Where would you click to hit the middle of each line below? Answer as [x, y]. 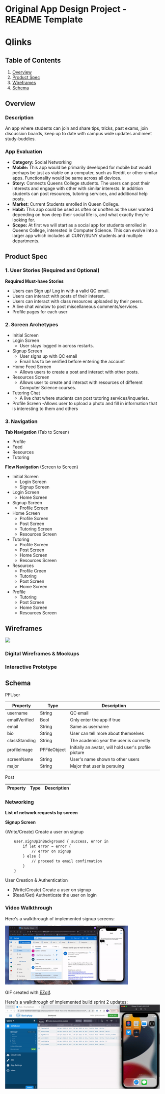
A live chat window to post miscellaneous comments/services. [75, 306]
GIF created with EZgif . [28, 992]
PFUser [13, 695]
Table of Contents [33, 60]
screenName [20, 759]
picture [77, 752]
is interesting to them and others [45, 409]
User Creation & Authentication [36, 880]
